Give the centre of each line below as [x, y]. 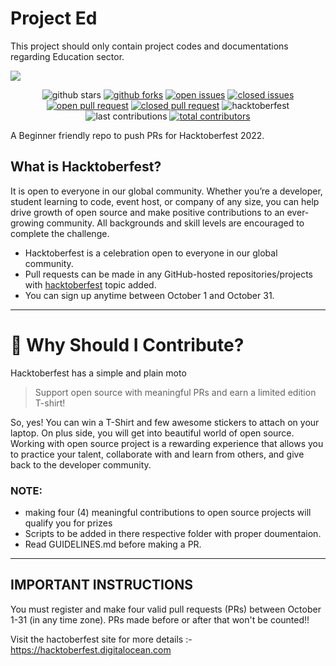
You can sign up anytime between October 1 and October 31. [149, 295]
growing [27, 223]
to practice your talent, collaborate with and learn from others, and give [157, 454]
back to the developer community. [81, 464]
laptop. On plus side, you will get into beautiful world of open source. [152, 433]
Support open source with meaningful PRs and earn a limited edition [175, 392]
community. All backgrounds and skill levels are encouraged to [175, 223]
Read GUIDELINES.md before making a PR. [113, 544]
